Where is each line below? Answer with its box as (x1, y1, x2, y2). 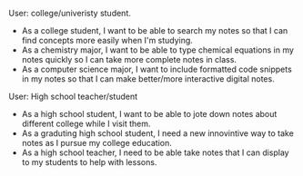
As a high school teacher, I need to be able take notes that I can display (21, 147, 289, 158)
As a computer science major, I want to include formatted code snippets (21, 64, 292, 74)
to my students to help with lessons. (21, 157, 157, 167)
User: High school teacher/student (8, 91, 138, 102)
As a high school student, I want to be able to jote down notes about (21, 109, 278, 119)
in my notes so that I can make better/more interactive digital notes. (21, 73, 275, 84)
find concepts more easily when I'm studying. (21, 35, 193, 45)
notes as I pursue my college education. (21, 138, 172, 148)
